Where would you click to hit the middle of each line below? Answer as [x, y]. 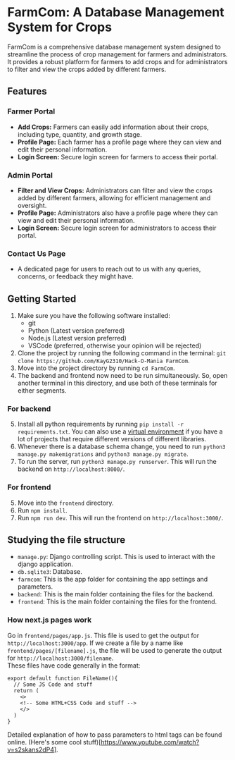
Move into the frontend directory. [65, 503]
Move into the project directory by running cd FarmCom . [96, 368]
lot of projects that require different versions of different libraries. [112, 439]
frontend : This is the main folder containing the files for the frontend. [117, 602]
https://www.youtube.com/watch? [150, 742]
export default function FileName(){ [63, 678]
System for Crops [60, 27]
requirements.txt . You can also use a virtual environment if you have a [120, 431]
